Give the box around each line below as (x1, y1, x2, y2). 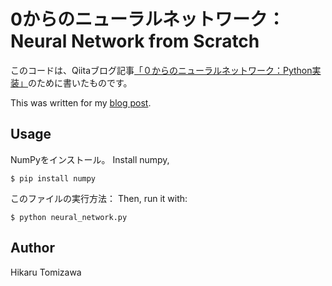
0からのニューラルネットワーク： (10, 8, 285, 31)
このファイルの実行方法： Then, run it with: (10, 192, 188, 204)
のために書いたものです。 (28, 76, 133, 89)
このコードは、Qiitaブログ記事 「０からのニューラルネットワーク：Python (10, 64, 313, 76)
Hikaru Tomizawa (10, 266, 82, 278)
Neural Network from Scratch (10, 30, 260, 53)
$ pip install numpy (10, 173, 97, 184)
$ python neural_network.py (10, 212, 128, 222)
